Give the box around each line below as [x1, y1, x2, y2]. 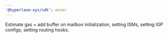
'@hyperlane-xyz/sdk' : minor [5, 7, 67, 13]
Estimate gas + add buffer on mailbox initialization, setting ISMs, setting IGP [5, 21, 163, 27]
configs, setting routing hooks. [5, 26, 70, 33]
